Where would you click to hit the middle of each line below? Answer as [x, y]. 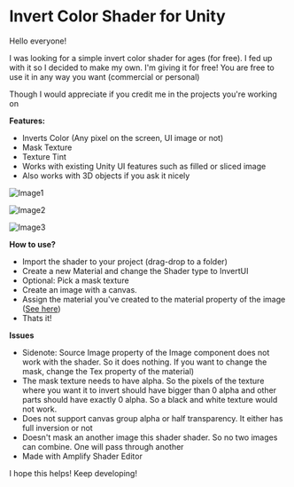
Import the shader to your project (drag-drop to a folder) [124, 261]
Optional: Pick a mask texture [76, 280]
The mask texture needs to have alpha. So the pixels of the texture [143, 381]
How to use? [32, 244]
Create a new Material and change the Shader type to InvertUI [135, 271]
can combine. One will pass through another [103, 446]
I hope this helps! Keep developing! [73, 473]
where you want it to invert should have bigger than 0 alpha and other [149, 390]
